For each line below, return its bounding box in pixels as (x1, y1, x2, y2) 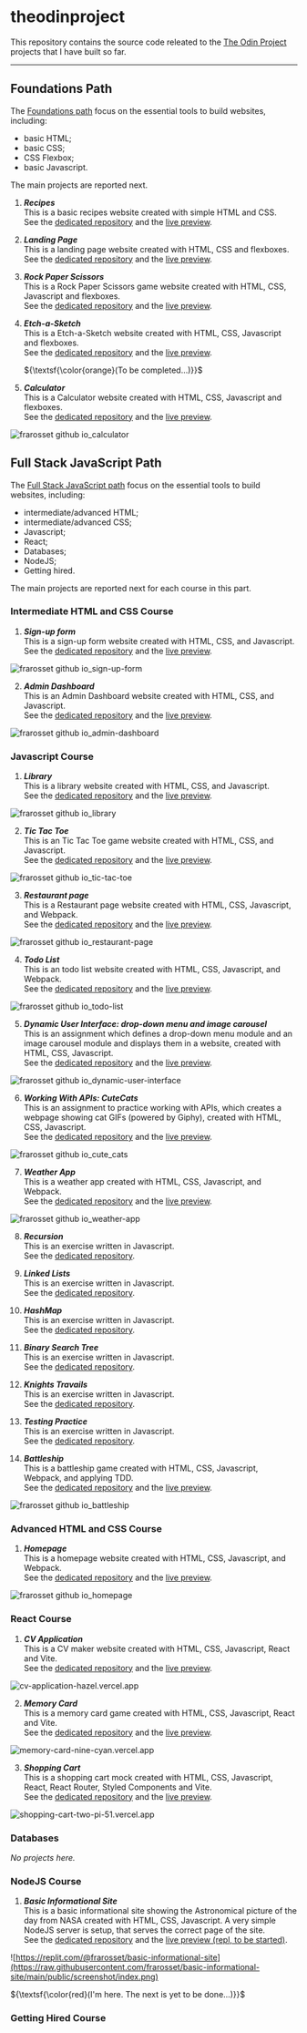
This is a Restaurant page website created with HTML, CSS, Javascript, (23, 899, 292, 910)
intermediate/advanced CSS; (23, 517, 132, 528)
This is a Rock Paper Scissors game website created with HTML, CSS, (23, 281, 287, 292)
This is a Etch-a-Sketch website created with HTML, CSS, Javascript (23, 327, 281, 338)
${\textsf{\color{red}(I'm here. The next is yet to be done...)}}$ (10, 1989, 245, 2000)
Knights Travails (23, 1379, 88, 1391)
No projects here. (10, 1853, 76, 1864)
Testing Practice (23, 1416, 87, 1427)
